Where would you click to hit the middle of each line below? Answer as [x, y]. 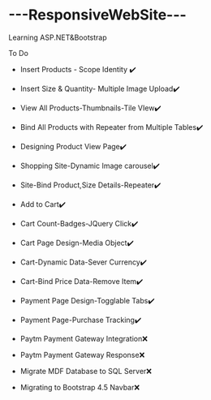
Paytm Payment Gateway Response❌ [82, 355]
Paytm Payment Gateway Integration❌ [84, 338]
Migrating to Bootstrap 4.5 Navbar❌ [80, 387]
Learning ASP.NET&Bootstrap [58, 37]
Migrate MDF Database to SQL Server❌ [86, 371]
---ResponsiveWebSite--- [97, 15]
